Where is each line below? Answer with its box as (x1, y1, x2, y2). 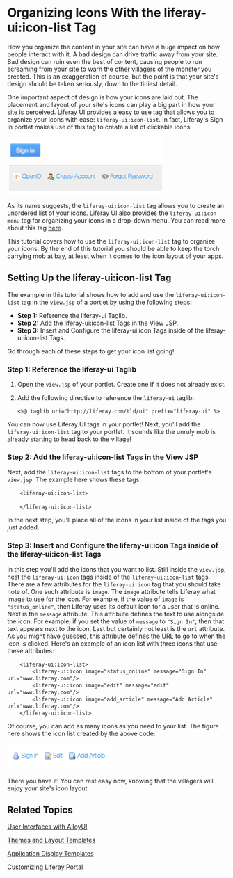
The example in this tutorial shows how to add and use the (7, 290, 175, 298)
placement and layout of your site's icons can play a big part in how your (7, 100, 216, 109)
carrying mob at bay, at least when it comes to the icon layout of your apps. (7, 252, 224, 260)
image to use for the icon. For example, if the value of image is (7, 595, 184, 603)
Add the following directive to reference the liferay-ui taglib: (17, 394, 195, 402)
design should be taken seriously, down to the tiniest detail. (7, 79, 177, 88)
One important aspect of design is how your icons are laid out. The (7, 93, 199, 102)
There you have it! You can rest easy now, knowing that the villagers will (7, 776, 214, 785)
